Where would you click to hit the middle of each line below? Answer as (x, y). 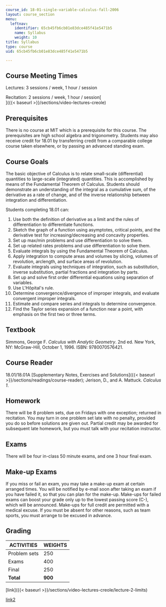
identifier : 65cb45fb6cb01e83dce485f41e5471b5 (63, 28)
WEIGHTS (55, 545)
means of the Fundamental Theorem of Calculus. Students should (73, 184)
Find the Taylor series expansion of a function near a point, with (78, 309)
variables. (23, 282)
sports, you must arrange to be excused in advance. (59, 515)
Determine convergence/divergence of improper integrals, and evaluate (86, 293)
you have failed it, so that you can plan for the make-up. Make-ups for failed (83, 494)
